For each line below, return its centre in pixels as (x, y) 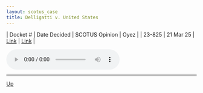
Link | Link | (21, 41)
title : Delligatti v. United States (52, 17)
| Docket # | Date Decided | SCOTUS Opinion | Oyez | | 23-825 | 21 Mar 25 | (101, 34)
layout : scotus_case (32, 12)
